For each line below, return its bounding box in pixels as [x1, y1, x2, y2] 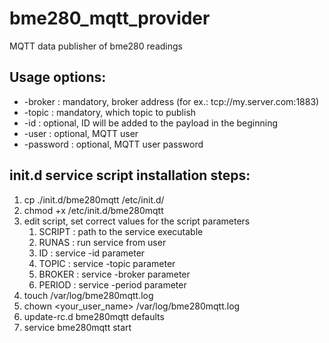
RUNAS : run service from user [38, 236, 167, 248]
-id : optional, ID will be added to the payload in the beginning [23, 117, 279, 129]
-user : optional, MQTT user [23, 127, 139, 139]
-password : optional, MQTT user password [23, 138, 204, 150]
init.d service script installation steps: [9, 167, 251, 184]
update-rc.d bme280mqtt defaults [23, 310, 165, 322]
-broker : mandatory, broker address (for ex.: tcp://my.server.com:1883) [23, 95, 320, 107]
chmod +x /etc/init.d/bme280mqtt [23, 204, 164, 216]
